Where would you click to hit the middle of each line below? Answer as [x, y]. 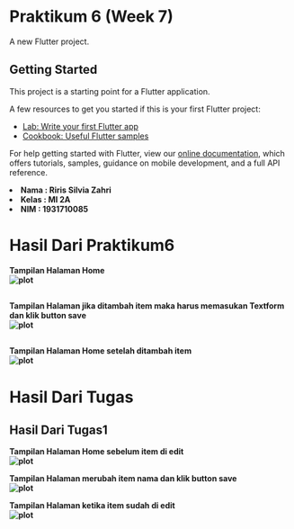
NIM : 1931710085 [55, 209]
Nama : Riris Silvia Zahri [66, 190]
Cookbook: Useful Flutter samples [85, 136]
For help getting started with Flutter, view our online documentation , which [147, 153]
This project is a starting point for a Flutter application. [110, 91]
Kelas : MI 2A [46, 199]
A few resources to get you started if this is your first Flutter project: [135, 109]
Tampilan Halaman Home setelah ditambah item [100, 351]
